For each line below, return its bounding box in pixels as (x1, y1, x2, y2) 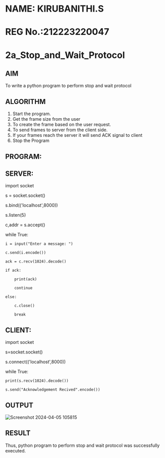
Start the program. (12, 111, 51, 117)
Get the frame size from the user (12, 116, 81, 122)
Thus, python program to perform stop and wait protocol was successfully (5, 442, 160, 448)
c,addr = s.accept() (5, 222, 45, 228)
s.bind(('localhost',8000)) (5, 202, 58, 209)
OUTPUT (5, 401, 34, 410)
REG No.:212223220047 (5, 26, 109, 38)
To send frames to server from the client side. (12, 127, 108, 133)
